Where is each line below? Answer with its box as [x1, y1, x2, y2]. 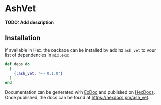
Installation [5, 34, 40, 42]
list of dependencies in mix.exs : [5, 52, 70, 58]
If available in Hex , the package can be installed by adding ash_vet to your [5, 47, 156, 52]
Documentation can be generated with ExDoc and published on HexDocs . [5, 89, 155, 95]
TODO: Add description [5, 19, 54, 25]
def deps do [5, 61, 30, 67]
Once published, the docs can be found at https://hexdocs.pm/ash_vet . [5, 95, 150, 101]
